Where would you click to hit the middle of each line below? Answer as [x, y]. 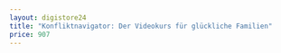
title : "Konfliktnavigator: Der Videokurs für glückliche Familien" [141, 26]
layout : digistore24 [48, 18]
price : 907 [30, 34]
